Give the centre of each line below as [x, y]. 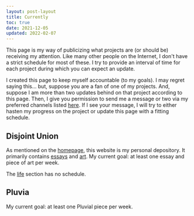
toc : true [18, 22]
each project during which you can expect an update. [71, 69]
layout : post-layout [31, 11]
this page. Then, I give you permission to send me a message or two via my [97, 99]
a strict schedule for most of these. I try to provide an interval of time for [93, 63]
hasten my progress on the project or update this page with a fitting [88, 112]
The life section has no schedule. [46, 174]
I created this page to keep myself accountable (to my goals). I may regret [95, 80]
